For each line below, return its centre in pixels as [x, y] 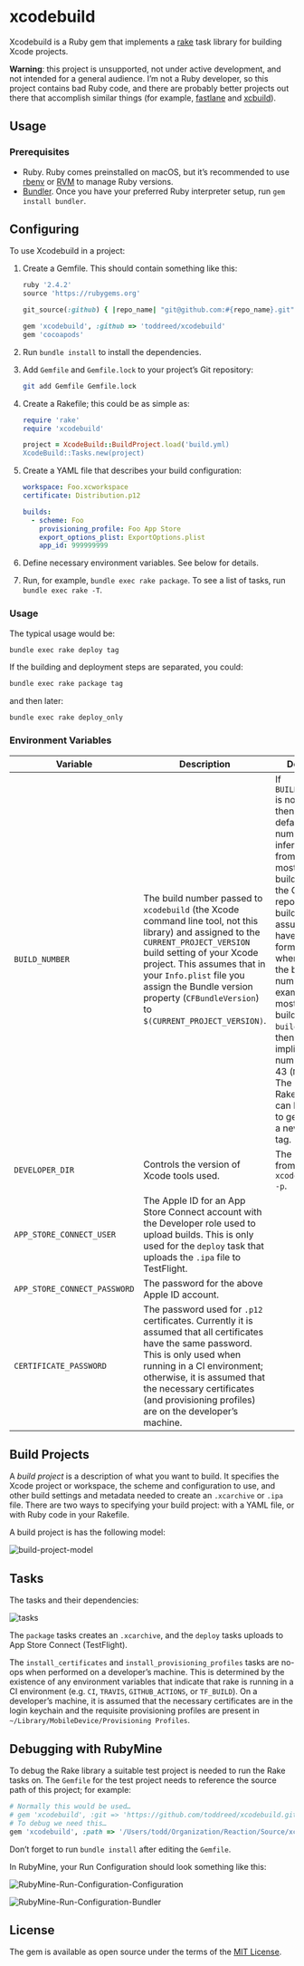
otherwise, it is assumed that [204, 1377]
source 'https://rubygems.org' [81, 294]
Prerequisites [39, 152]
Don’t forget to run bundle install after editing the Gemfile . [120, 1849]
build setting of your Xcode [201, 952]
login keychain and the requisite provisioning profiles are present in [134, 1711]
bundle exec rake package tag [66, 684]
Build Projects [49, 1455]
